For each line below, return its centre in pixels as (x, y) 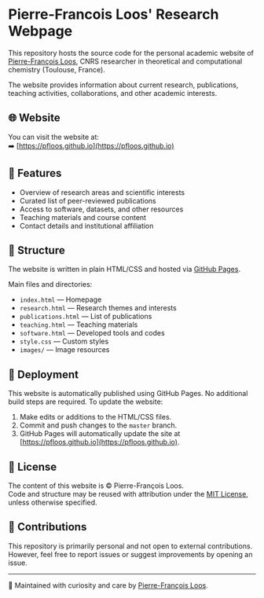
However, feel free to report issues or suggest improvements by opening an (130, 554)
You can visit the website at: (54, 137)
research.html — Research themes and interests (98, 308)
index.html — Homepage (60, 299)
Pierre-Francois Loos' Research (114, 15)
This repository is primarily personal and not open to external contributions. (130, 546)
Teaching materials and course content (83, 217)
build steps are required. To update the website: (86, 402)
